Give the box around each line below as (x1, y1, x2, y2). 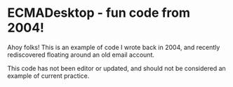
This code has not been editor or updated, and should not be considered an (7, 64, 226, 72)
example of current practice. (7, 72, 90, 80)
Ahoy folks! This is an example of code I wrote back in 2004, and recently (7, 43, 220, 51)
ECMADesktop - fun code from (7, 5, 191, 21)
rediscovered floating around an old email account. (7, 51, 155, 59)
